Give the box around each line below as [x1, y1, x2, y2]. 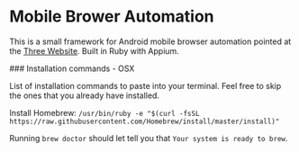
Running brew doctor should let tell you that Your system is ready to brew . [9, 132, 288, 143]
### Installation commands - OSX [9, 63, 135, 74]
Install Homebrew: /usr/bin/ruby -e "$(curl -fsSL [9, 107, 200, 118]
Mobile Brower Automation [9, 6, 214, 27]
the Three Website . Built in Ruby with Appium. [9, 45, 180, 56]
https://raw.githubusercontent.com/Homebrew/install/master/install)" [9, 117, 280, 126]
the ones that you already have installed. [9, 90, 160, 101]
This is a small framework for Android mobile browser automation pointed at [9, 36, 292, 47]
